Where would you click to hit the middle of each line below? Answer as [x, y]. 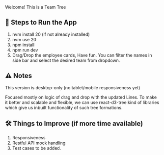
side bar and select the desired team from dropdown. [66, 60]
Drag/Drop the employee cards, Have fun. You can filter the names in [82, 55]
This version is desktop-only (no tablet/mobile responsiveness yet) [73, 87]
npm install [23, 45]
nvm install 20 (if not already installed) [51, 34]
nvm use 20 [24, 39]
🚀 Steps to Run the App [41, 22]
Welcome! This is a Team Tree [36, 7]
